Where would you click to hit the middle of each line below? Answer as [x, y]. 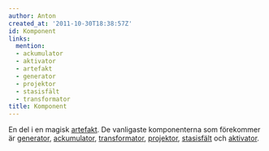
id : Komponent [33, 31]
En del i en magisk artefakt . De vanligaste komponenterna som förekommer [134, 130]
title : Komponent [38, 106]
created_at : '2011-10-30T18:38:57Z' [70, 24]
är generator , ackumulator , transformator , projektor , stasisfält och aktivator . [134, 138]
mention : [30, 46]
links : [20, 39]
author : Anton [33, 16]
